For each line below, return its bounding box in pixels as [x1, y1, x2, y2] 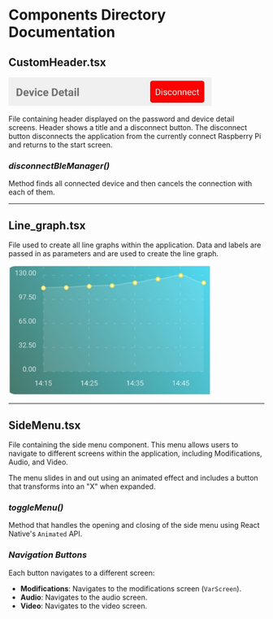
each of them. [8, 187, 55, 197]
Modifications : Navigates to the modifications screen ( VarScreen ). [19, 583, 242, 593]
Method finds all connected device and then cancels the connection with [8, 179, 253, 189]
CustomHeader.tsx [8, 55, 106, 69]
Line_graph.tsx [8, 218, 86, 233]
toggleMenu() [8, 502, 64, 513]
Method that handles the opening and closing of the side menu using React [8, 521, 260, 530]
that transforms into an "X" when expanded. [8, 482, 156, 491]
